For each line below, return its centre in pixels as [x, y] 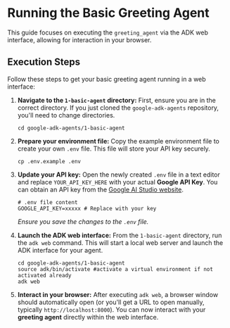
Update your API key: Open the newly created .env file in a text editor [119, 175]
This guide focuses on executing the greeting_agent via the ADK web [108, 32]
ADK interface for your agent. [60, 250]
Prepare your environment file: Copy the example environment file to [119, 141]
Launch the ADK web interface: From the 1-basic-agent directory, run [120, 235]
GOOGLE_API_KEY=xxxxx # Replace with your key [87, 208]
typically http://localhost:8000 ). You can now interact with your [111, 309]
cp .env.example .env [49, 161]
